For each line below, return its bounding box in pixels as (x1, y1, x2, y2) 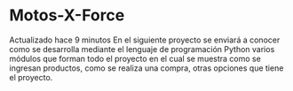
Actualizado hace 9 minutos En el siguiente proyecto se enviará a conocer (9, 34, 281, 45)
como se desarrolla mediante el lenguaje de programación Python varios (9, 43, 275, 54)
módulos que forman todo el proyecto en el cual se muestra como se (9, 53, 262, 64)
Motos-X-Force (9, 5, 125, 26)
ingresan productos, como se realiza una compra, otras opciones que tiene (9, 63, 284, 73)
